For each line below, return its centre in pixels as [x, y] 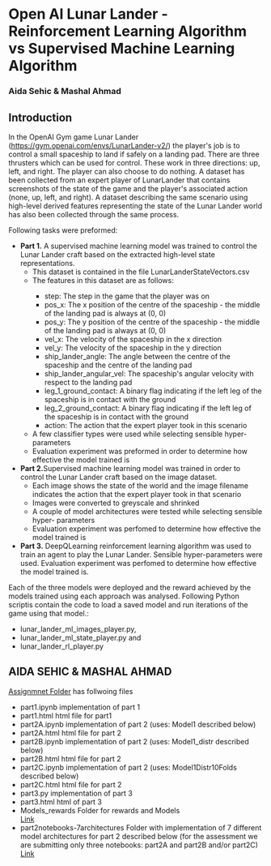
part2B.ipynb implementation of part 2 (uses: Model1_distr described [134, 741]
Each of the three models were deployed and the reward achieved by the [130, 587]
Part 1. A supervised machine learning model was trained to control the [138, 246]
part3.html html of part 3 [61, 802]
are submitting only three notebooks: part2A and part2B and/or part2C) [139, 845]
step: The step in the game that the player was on [127, 296]
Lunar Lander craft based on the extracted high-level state [118, 254]
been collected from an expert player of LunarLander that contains [119, 180]
